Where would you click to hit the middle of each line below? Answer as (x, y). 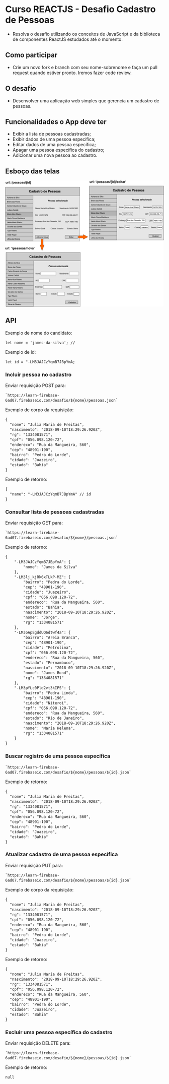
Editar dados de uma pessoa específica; (54, 145)
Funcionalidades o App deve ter (56, 122)
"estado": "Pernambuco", (49, 663)
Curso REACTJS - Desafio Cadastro (80, 9)
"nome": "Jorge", (41, 618)
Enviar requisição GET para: (34, 523)
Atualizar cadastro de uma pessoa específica (62, 854)
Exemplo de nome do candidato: (39, 333)
